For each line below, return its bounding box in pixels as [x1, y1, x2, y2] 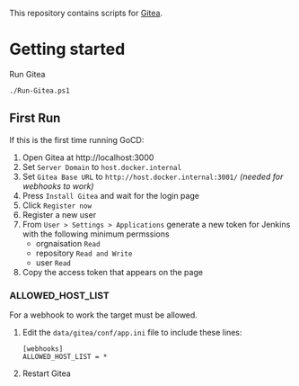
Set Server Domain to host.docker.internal [22, 161, 182, 172]
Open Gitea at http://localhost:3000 [22, 152, 154, 163]
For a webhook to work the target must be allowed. [9, 310, 198, 320]
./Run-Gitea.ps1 [9, 85, 70, 95]
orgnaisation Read [35, 238, 101, 248]
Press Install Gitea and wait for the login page [22, 190, 200, 201]
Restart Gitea [22, 368, 72, 379]
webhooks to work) [22, 180, 94, 192]
